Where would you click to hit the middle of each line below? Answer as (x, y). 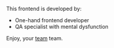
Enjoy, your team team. (34, 38)
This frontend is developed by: (44, 9)
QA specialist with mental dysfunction (62, 27)
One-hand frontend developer (52, 20)
